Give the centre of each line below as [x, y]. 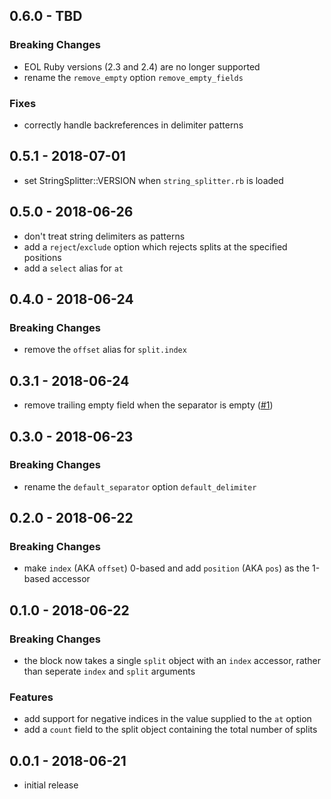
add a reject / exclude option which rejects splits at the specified [155, 246]
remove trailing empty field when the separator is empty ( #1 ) [148, 405]
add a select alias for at [73, 268]
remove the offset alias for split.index [105, 350]
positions [42, 257]
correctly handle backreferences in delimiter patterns [133, 125]
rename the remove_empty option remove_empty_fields [133, 77]
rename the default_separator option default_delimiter [140, 486]
